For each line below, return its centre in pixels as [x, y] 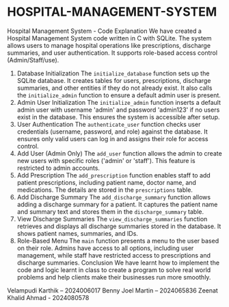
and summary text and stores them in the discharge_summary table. [110, 211]
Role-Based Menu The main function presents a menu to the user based [118, 241]
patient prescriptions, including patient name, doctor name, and [107, 182]
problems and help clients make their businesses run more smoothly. [114, 277]
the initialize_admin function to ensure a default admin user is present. [119, 95]
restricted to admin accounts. [58, 168]
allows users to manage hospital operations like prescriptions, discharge [109, 45]
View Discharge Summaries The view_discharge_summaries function [112, 219]
